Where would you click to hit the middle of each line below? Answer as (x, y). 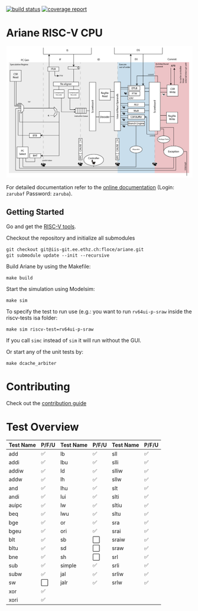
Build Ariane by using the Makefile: (48, 266)
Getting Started (35, 212)
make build (20, 278)
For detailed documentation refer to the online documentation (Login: (90, 187)
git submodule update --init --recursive (58, 255)
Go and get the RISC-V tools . (41, 226)
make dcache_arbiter (32, 363)
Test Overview (43, 427)
